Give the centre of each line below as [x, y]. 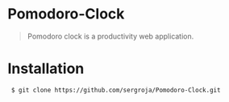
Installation [46, 69]
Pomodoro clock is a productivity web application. [110, 36]
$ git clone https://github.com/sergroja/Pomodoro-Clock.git [116, 90]
